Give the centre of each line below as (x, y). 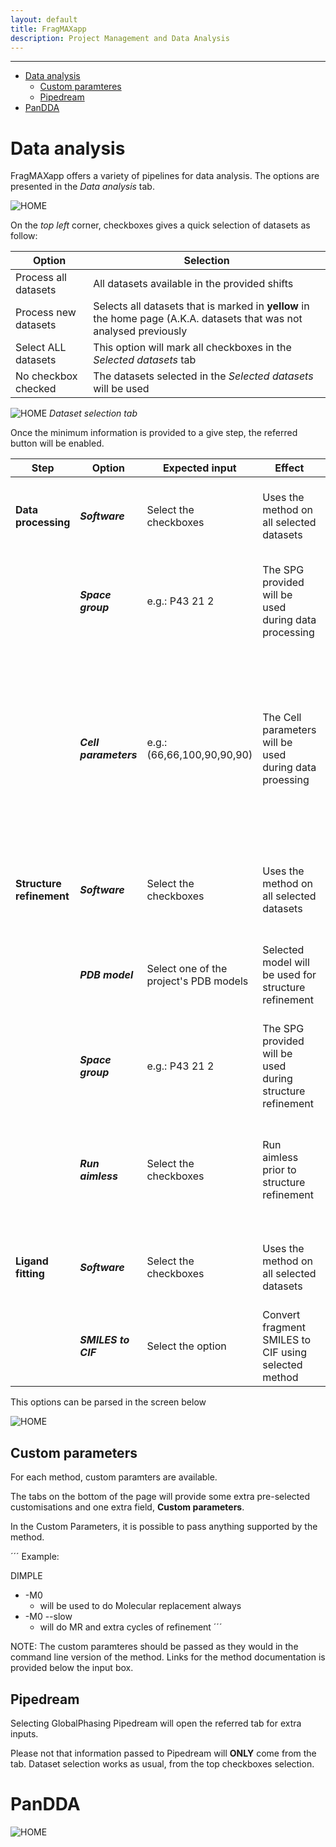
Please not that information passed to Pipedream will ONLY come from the (163, 1753)
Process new (46, 313)
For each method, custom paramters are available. (114, 1477)
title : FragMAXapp (48, 29)
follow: (24, 236)
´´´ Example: (35, 1557)
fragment (284, 1328)
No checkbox (46, 376)
